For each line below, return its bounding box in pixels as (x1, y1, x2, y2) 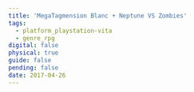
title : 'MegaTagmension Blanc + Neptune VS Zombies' (8, 11, 188, 20)
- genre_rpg (15, 34, 56, 42)
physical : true (8, 49, 59, 57)
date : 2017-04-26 (8, 71, 66, 79)
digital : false (8, 42, 59, 50)
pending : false (8, 64, 59, 72)
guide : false (8, 57, 52, 65)
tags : (8, 19, 26, 27)
